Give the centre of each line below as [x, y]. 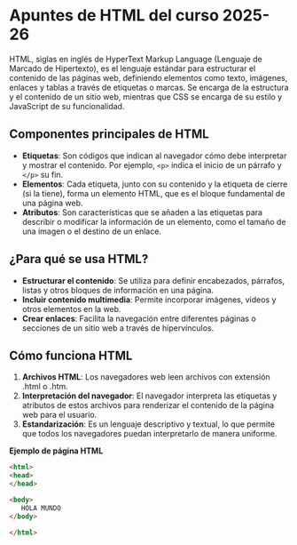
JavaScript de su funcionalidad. [67, 106]
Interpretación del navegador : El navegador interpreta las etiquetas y [149, 396]
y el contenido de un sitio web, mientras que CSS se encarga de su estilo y [146, 96]
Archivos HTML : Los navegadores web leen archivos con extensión [146, 377]
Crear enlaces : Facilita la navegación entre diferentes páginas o [139, 318]
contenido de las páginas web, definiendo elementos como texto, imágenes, [148, 77]
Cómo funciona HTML [71, 355]
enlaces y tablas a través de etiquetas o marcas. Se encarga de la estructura [149, 87]
